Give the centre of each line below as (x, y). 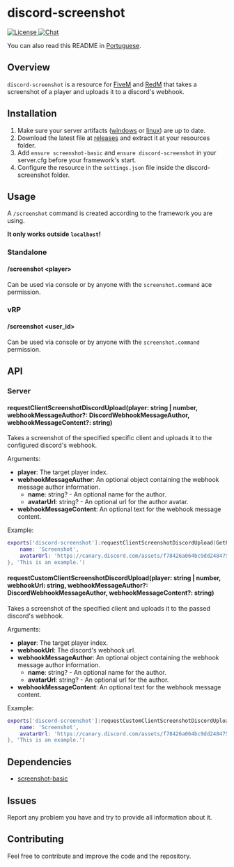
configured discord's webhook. (52, 445)
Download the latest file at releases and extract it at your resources (114, 138)
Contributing (36, 839)
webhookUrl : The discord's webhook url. (76, 650)
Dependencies (39, 761)
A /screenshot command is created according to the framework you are (110, 213)
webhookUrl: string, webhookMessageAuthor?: (78, 586)
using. (16, 221)
